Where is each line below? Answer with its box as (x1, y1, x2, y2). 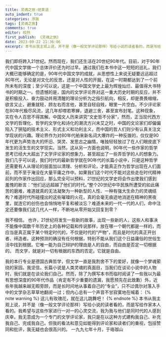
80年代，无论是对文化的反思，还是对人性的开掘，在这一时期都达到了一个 (5, 77, 154, 83)
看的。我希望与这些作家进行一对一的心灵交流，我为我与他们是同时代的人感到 (5, 307, 161, 314)
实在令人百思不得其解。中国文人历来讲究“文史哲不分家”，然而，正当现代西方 (5, 114, 161, 120)
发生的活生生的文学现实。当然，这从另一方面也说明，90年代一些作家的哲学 (5, 144, 158, 151)
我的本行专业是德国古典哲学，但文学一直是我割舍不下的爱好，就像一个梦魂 (5, 258, 157, 264)
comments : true (5, 26, 37, 31)
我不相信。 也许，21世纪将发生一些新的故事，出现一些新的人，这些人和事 (5, 217, 154, 223)
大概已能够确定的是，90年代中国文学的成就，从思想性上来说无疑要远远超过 (5, 70, 158, 77)
